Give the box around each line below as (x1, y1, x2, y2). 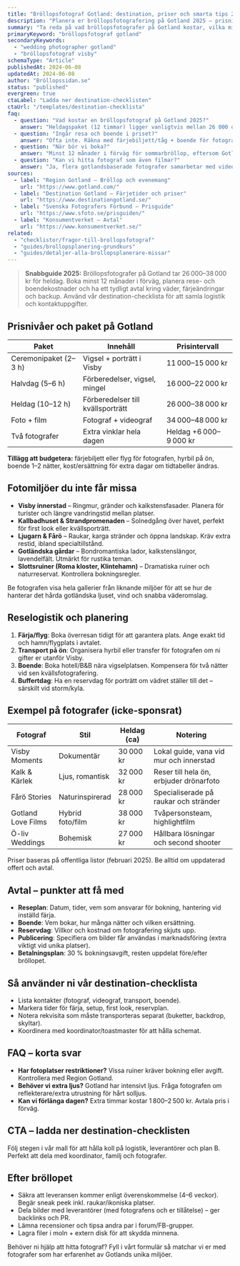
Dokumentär (58, 751, 101, 761)
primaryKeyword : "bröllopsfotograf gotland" (7, 30, 142, 38)
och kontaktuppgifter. (24, 299, 89, 308)
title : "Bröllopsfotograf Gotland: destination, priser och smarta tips (7, 10, 229, 18)
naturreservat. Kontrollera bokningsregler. (17, 569, 141, 578)
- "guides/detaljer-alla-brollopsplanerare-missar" (14, 249, 171, 257)
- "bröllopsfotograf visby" (14, 51, 98, 58)
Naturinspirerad (58, 792, 112, 802)
